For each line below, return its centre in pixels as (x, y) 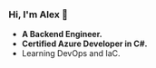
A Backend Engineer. (62, 34)
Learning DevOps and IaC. (71, 53)
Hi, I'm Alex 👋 (39, 15)
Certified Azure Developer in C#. (84, 44)
